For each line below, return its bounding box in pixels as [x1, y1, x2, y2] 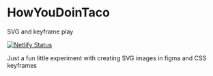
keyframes [7, 61, 38, 69]
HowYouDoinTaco [7, 5, 111, 21]
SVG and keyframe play [7, 27, 74, 36]
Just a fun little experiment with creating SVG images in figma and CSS [7, 53, 207, 62]
